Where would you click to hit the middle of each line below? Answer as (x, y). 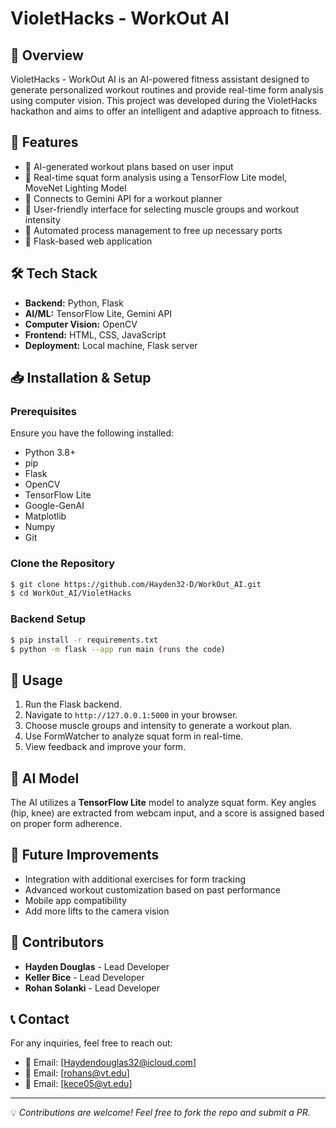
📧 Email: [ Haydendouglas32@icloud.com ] (110, 1063)
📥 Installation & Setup (81, 378)
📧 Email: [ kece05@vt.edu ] (78, 1084)
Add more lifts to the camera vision (97, 911)
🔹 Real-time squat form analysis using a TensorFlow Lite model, (156, 177)
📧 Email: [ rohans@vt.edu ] (77, 1073)
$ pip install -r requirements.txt (84, 640)
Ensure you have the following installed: (92, 433)
